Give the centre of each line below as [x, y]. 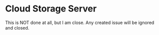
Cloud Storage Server [51, 9]
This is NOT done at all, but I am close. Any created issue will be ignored [80, 22]
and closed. [17, 27]
